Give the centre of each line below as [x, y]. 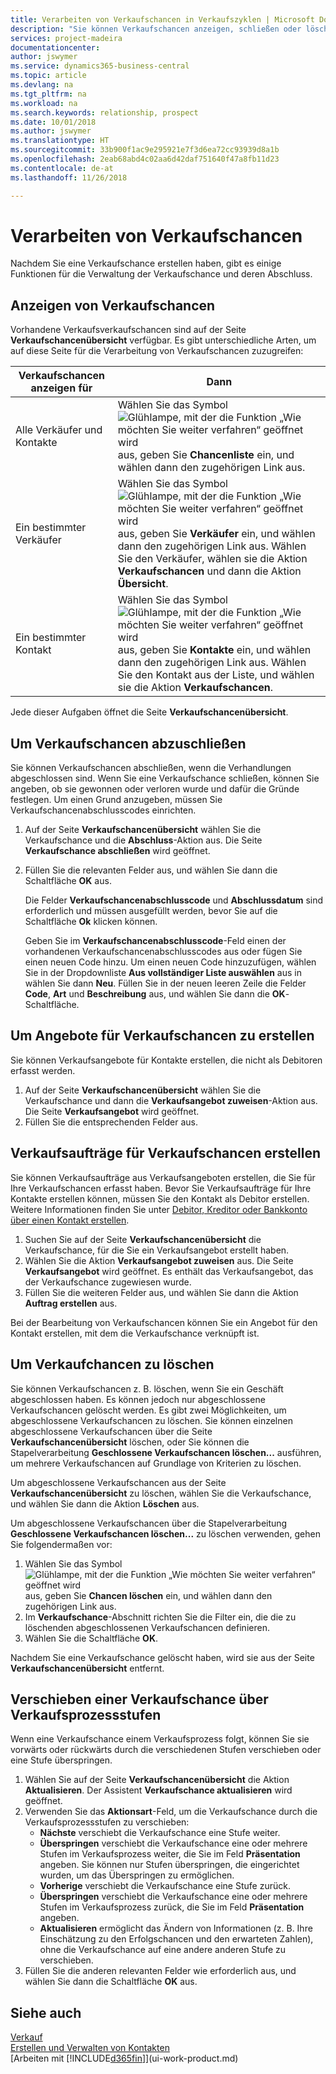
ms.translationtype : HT [60, 141]
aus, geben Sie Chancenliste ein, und [206, 455]
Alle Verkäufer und [59, 430]
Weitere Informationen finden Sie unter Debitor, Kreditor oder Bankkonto [159, 1209]
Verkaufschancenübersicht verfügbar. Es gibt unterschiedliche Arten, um [163, 340]
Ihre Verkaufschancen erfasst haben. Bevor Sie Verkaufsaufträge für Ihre [161, 1188]
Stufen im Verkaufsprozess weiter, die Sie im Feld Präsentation [170, 1854]
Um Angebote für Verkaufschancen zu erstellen [162, 1036]
